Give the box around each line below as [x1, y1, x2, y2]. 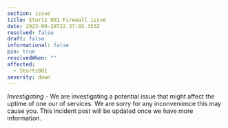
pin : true [7, 49, 36, 55]
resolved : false [7, 29, 54, 36]
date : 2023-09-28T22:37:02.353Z [7, 23, 100, 29]
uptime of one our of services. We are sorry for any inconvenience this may [7, 100, 222, 108]
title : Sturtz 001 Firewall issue [7, 16, 107, 23]
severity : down [7, 73, 51, 81]
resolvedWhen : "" [7, 55, 57, 62]
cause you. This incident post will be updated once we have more [7, 107, 194, 115]
